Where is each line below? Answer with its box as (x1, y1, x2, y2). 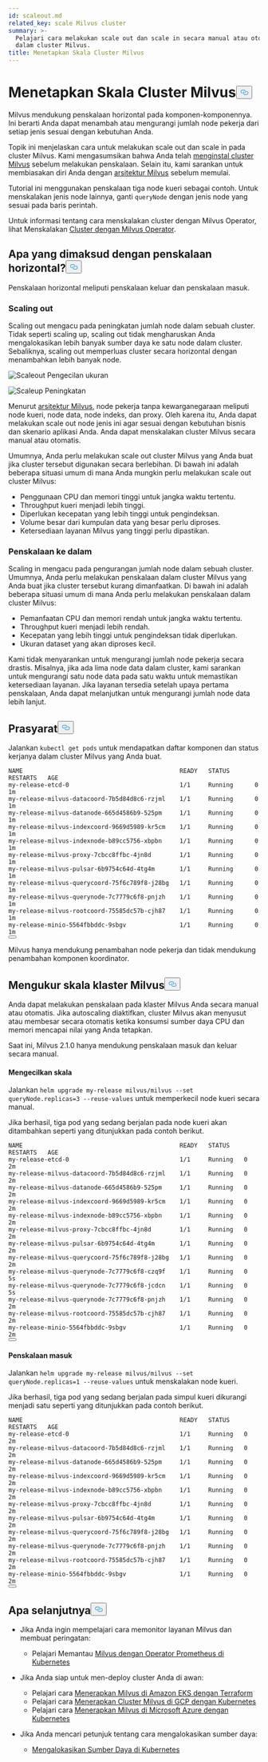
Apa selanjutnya (8, 1604, 92, 1617)
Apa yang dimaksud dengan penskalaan (8, 247, 213, 261)
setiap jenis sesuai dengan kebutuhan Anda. (8, 126, 154, 136)
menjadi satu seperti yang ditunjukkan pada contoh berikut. (8, 1401, 204, 1411)
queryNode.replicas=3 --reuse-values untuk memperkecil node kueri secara (8, 1094, 260, 1103)
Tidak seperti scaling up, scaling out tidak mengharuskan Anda (8, 330, 215, 339)
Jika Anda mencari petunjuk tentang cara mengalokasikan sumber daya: (19, 1729, 258, 1739)
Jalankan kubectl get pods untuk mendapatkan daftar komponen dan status (8, 743, 259, 753)
